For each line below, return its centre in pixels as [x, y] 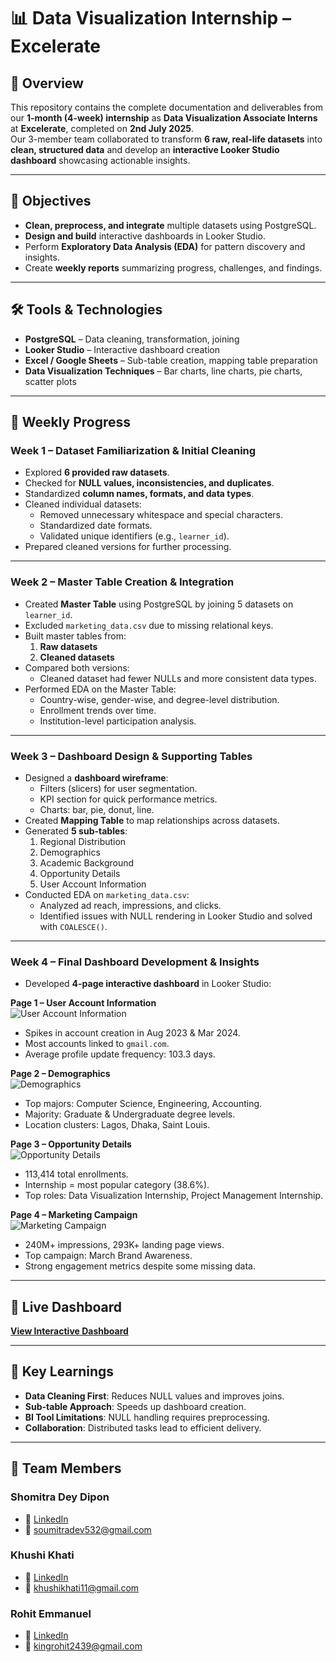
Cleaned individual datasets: [83, 504]
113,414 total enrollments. [76, 1174]
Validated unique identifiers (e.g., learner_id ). [134, 536]
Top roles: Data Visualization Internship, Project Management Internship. [174, 1196]
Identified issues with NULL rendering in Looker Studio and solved [176, 916]
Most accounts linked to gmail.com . [97, 1044]
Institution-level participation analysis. [118, 721]
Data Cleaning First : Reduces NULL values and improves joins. [154, 1396]
